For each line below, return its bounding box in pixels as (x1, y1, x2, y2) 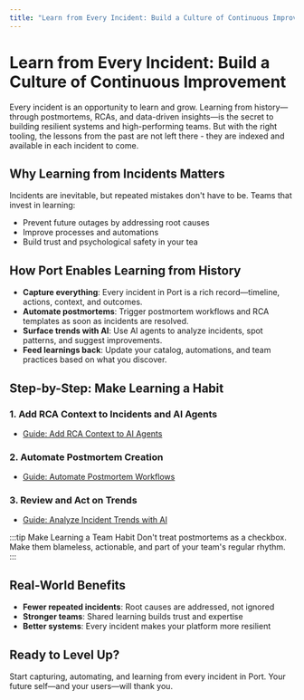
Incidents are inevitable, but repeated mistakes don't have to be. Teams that (9, 190, 292, 201)
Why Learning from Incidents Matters (9, 166, 225, 181)
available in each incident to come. (9, 139, 139, 150)
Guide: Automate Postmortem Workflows (22, 472, 176, 483)
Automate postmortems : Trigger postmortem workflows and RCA (22, 306, 270, 317)
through (9, 110, 39, 122)
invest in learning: (9, 200, 76, 211)
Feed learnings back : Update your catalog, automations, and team (22, 345, 271, 356)
